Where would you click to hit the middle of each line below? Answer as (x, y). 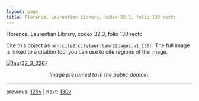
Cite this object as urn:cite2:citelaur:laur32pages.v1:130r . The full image (98, 45)
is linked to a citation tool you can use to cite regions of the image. (87, 51)
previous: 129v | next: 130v (39, 92)
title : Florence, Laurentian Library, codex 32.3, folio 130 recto (91, 17)
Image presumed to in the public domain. (99, 74)
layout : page (22, 12)
